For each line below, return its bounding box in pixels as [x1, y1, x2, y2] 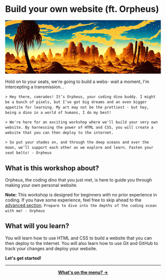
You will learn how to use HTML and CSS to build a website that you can [5, 235, 152, 241]
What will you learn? [5, 222, 69, 231]
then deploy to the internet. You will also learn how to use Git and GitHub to [5, 240, 158, 246]
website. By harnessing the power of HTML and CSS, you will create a [5, 125, 154, 130]
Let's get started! [5, 255, 41, 261]
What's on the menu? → [58, 269, 108, 275]
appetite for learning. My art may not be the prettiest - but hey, [5, 105, 149, 110]
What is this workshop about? [5, 164, 99, 172]
